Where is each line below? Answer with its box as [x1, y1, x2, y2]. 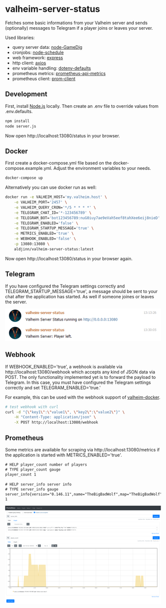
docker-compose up [5, 175, 43, 181]
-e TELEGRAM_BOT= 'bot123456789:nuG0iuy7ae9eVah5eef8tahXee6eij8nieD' [14, 215, 161, 220]
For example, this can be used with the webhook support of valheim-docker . [5, 394, 161, 400]
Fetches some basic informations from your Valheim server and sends [5, 20, 148, 26]
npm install [5, 119, 30, 123]
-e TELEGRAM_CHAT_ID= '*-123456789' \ [14, 210, 92, 215]
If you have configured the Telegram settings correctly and [5, 283, 125, 289]
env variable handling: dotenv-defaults [12, 65, 91, 71]
